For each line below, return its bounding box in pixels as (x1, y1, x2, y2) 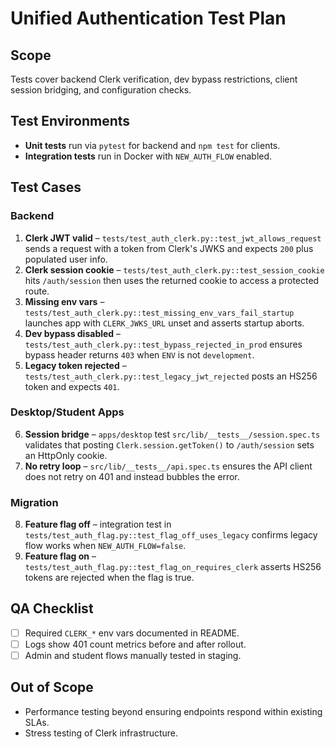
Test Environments (10, 113, 131, 130)
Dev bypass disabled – (24, 327, 122, 339)
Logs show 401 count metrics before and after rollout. (24, 638, 247, 650)
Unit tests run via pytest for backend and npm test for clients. (24, 139, 281, 151)
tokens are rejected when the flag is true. (24, 572, 195, 584)
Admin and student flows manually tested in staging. (24, 650, 242, 662)
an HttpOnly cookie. (24, 449, 108, 461)
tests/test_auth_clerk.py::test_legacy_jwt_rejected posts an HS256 (24, 370, 318, 382)
